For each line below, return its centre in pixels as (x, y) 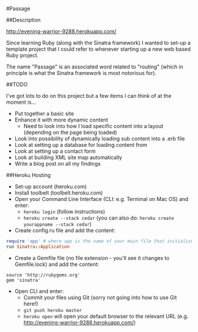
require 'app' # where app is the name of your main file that (85, 241)
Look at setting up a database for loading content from (81, 145)
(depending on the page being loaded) (70, 132)
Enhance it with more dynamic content (61, 120)
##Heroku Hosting (29, 175)
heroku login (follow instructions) (64, 211)
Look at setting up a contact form (55, 151)
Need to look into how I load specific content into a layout (93, 126)
